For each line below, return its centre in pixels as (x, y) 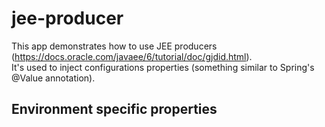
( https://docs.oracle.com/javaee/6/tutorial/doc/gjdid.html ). (132, 56)
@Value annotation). (53, 78)
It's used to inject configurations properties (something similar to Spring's (163, 67)
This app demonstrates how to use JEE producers (114, 46)
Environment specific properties (114, 109)
